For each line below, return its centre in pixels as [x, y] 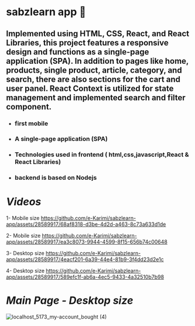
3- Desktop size [25, 253]
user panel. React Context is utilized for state [90, 88]
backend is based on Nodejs [56, 178]
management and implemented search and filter [96, 97]
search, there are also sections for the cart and [93, 79]
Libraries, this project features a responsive [87, 42]
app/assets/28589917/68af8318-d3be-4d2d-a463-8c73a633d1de [86, 224]
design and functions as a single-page [78, 52]
